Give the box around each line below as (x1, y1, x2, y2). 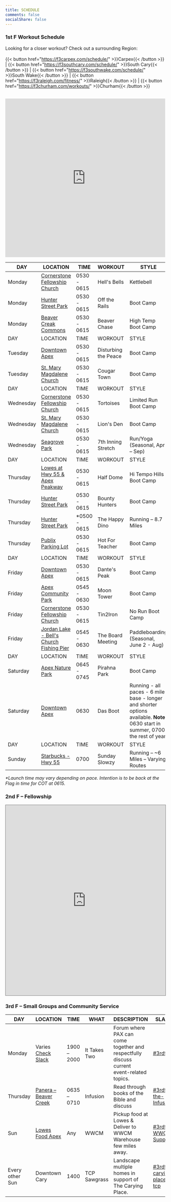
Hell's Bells (97, 278, 124, 285)
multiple (113, 1163, 133, 1171)
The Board (97, 631, 123, 639)
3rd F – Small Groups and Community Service (5, 1003, 119, 1010)
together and (113, 1044, 145, 1051)
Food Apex (35, 1133, 61, 1140)
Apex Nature (41, 664, 71, 671)
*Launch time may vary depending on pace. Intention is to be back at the (5, 775, 160, 781)
